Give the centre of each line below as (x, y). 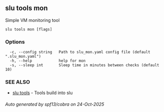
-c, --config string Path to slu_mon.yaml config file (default (80, 52)
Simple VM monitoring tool (32, 20)
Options (15, 42)
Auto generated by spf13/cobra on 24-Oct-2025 (55, 104)
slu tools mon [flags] (29, 29)
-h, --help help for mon (48, 61)
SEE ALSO (18, 82)
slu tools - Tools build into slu (43, 93)
